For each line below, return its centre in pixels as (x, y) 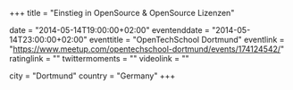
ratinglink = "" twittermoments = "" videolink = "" (99, 58)
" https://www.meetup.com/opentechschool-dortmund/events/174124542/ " (147, 49)
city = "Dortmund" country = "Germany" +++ (92, 76)
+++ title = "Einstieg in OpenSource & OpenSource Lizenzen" (122, 13)
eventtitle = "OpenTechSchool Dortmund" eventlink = (187, 40)
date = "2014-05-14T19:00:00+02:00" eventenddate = (109, 30)
